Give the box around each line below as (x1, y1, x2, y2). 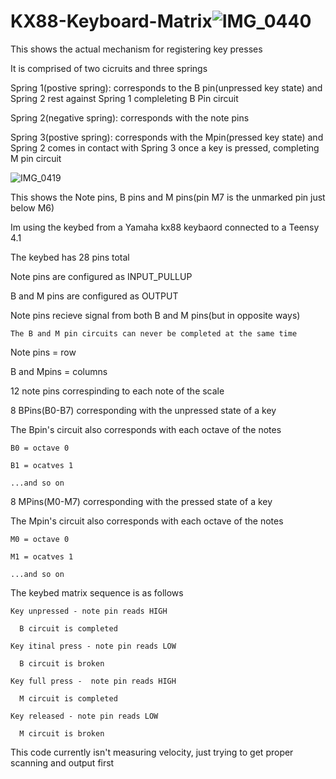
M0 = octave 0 (10, 534, 70, 544)
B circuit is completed (19, 623, 118, 634)
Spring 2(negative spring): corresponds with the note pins (10, 111, 250, 124)
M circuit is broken (19, 728, 105, 739)
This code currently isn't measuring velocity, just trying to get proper (10, 746, 294, 758)
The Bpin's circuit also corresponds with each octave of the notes (10, 423, 282, 435)
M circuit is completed (19, 693, 118, 704)
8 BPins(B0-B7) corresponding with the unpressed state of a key (10, 404, 277, 416)
